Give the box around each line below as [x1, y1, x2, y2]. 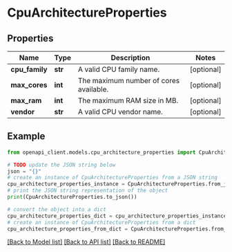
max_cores [10, 80, 48, 89]
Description [110, 53, 151, 62]
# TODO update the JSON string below [7, 161, 116, 168]
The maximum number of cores [77, 76, 180, 85]
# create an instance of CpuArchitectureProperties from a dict [7, 219, 196, 226]
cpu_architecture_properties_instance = [7, 181, 126, 188]
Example [7, 130, 46, 143]
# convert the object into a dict [7, 206, 107, 213]
